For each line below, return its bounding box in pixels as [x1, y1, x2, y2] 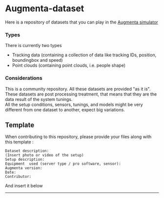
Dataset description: [5, 148, 49, 153]
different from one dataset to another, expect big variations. [5, 106, 125, 113]
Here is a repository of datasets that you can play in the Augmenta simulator [5, 19, 159, 25]
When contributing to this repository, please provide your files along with [5, 134, 152, 140]
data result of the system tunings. [5, 96, 73, 102]
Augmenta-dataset [5, 3, 84, 14]
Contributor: [5, 174, 32, 179]
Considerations [5, 74, 42, 81]
